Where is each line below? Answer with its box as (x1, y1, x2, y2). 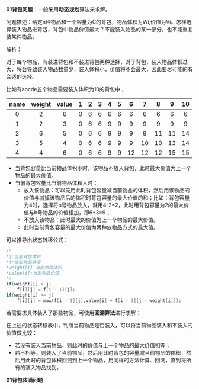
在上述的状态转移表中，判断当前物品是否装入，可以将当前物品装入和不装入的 (6, 322, 193, 329)
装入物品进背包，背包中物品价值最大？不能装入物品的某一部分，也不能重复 (11, 26, 193, 33)
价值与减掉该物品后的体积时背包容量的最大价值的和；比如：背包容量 (23, 194, 190, 201)
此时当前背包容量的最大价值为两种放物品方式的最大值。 (23, 224, 159, 230)
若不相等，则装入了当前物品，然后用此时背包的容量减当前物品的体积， (14, 349, 187, 356)
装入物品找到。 (25, 364, 62, 371)
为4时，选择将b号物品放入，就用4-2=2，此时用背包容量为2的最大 (23, 201, 184, 208)
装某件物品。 (6, 33, 37, 40)
